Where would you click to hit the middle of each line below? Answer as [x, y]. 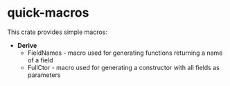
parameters [44, 75]
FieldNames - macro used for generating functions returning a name [125, 53]
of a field [40, 60]
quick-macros [48, 13]
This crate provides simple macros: [57, 32]
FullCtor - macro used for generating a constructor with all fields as [123, 67]
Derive [27, 45]
